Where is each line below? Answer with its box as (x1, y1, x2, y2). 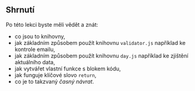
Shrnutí (6, 5, 35, 15)
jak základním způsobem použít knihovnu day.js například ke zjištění (14, 52, 189, 59)
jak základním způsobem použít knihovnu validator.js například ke (14, 39, 186, 46)
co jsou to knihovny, (14, 33, 65, 40)
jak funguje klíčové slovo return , (14, 71, 97, 78)
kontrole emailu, (14, 45, 56, 53)
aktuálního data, (14, 58, 56, 66)
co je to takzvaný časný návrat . (14, 78, 94, 85)
